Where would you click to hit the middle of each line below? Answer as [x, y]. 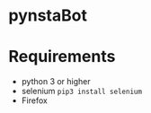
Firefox [35, 100]
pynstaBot [48, 16]
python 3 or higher [56, 82]
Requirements [62, 57]
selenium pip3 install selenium [82, 91]
